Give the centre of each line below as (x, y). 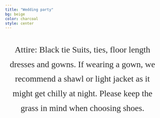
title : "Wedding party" (29, 10)
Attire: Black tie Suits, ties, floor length (82, 50)
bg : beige (15, 14)
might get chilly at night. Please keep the (82, 94)
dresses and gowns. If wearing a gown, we (82, 64)
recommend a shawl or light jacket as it (82, 79)
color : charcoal (22, 19)
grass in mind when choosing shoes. (82, 108)
